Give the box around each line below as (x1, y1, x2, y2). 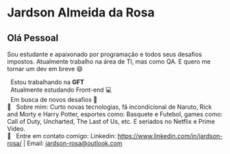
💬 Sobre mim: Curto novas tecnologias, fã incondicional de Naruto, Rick (7, 103, 212, 111)
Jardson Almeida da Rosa (7, 5, 155, 21)
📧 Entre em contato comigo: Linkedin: (7, 132, 116, 140)
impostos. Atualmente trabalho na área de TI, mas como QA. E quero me (7, 57, 211, 66)
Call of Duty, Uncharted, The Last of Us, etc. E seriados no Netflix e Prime (7, 118, 216, 125)
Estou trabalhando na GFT (10, 78, 84, 86)
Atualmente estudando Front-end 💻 (10, 86, 112, 94)
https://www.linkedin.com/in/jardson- (117, 132, 223, 140)
